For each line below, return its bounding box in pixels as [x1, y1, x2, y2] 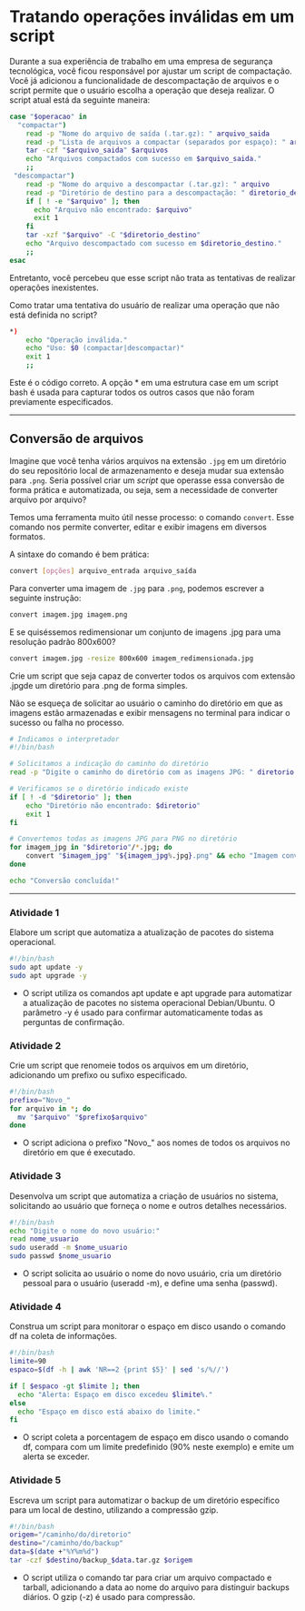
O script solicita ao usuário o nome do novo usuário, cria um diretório [22, 1268, 282, 1279]
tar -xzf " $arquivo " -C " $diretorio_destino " [25, 230, 202, 240]
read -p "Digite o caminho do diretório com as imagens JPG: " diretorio [9, 768, 295, 777]
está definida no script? [9, 309, 98, 320]
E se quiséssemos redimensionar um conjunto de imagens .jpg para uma [9, 626, 281, 638]
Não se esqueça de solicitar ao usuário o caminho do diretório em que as [9, 698, 283, 709]
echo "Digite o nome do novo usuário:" [9, 1226, 161, 1235]
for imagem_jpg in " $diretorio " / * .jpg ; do [9, 843, 172, 852]
